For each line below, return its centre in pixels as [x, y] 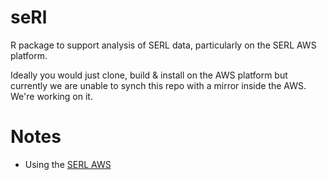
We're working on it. [51, 96]
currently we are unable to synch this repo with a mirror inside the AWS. [158, 85]
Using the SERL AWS [68, 164]
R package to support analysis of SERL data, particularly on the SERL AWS [163, 45]
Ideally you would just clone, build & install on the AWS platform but [149, 75]
